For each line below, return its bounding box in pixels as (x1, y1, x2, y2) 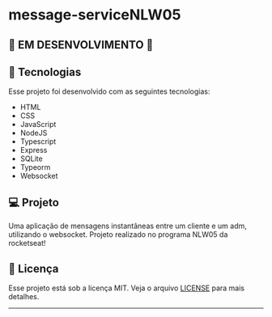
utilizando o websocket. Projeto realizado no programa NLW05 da (8, 230, 228, 239)
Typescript (19, 137, 57, 146)
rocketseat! (8, 239, 46, 248)
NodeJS (19, 128, 48, 138)
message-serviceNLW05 (8, 6, 181, 24)
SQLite (19, 154, 43, 163)
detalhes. (8, 292, 40, 302)
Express (19, 146, 48, 155)
